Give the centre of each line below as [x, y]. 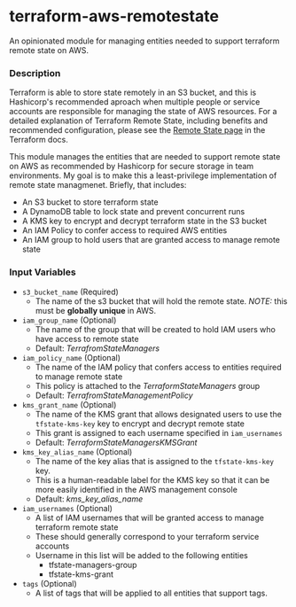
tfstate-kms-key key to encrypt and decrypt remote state [140, 424]
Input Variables [43, 272]
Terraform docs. [39, 140]
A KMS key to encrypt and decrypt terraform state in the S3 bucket [144, 221]
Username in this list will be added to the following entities [141, 555]
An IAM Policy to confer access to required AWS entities [125, 230]
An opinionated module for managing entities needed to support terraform [144, 41]
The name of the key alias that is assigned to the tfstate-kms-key [155, 461]
